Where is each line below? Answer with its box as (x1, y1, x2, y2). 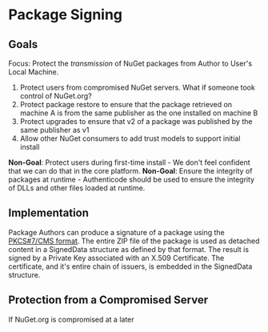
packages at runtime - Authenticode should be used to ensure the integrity (8, 174, 254, 184)
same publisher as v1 (19, 126, 90, 134)
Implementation (8, 206, 90, 220)
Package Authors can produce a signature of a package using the (8, 227, 226, 237)
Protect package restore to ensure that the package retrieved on (19, 100, 233, 109)
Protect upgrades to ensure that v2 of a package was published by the (19, 117, 253, 126)
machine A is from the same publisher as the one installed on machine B (19, 108, 258, 118)
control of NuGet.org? (19, 91, 92, 101)
